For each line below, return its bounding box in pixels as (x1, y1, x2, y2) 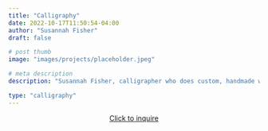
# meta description (8, 70, 73, 78)
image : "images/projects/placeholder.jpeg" (8, 56, 156, 64)
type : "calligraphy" (8, 91, 77, 99)
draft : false (8, 33, 52, 42)
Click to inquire (108, 113, 160, 123)
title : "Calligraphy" (8, 11, 81, 20)
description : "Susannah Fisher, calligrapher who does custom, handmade (8, 77, 255, 85)
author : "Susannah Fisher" (8, 26, 98, 34)
